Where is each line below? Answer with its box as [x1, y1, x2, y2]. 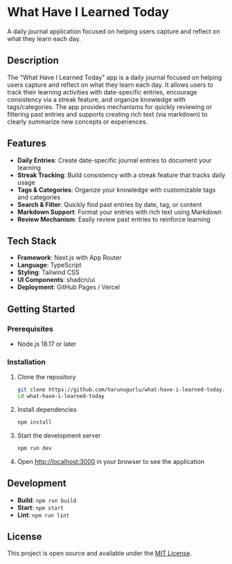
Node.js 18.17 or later [17, 340, 77, 348]
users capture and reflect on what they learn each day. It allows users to [7, 81, 213, 89]
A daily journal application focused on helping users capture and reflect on [7, 27, 220, 35]
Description [7, 55, 59, 67]
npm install [17, 419, 52, 426]
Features [7, 138, 46, 149]
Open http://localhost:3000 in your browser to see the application [17, 457, 205, 465]
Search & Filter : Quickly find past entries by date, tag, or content [17, 200, 202, 208]
